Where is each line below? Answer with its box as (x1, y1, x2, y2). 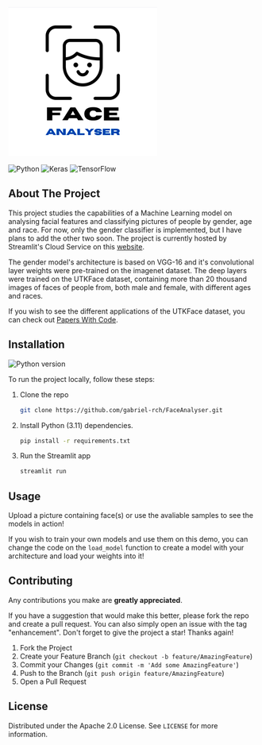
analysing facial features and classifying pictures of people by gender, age (8, 216, 252, 226)
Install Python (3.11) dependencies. (19, 420, 133, 430)
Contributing (8, 574, 73, 588)
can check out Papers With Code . (8, 315, 118, 324)
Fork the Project (19, 643, 73, 652)
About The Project (8, 187, 101, 201)
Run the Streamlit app (19, 451, 91, 461)
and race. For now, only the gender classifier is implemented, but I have (8, 225, 242, 234)
